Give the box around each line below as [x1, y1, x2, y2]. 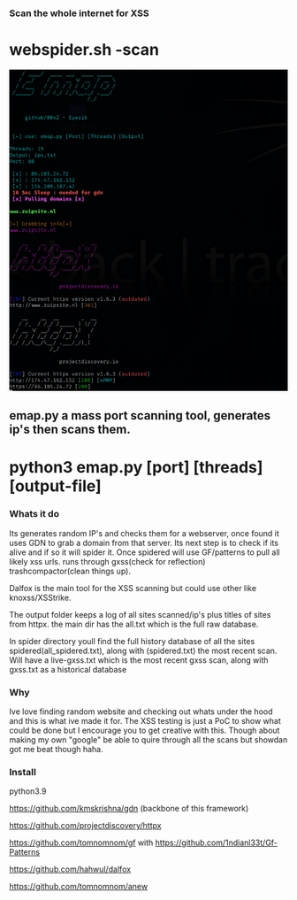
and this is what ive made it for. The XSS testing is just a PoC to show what [9, 716, 281, 727]
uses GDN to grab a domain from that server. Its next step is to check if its [9, 537, 278, 548]
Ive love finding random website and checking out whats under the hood [9, 706, 273, 717]
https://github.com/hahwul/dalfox [9, 864, 131, 874]
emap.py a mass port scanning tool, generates [9, 408, 271, 423]
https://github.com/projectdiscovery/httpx [9, 820, 162, 831]
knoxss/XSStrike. [9, 592, 72, 603]
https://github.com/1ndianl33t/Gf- [155, 837, 278, 848]
